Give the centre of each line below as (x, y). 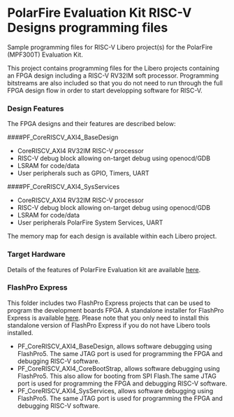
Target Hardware (37, 255)
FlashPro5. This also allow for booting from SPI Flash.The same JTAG (117, 376)
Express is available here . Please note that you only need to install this (108, 318)
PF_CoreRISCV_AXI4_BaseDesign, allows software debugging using (115, 346)
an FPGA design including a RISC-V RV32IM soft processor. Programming (113, 76)
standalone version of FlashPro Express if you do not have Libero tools (109, 325)
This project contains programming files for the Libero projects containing (114, 68)
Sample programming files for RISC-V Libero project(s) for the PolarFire (110, 47)
